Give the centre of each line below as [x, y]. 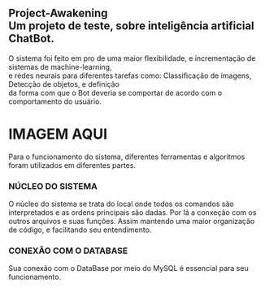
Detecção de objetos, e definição [64, 84]
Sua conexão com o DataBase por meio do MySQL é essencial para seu [129, 269]
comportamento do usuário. [55, 101]
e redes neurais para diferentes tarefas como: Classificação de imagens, [130, 75]
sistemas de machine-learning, [60, 67]
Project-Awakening [58, 13]
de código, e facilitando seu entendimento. [80, 230]
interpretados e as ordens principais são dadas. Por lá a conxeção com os [132, 213]
